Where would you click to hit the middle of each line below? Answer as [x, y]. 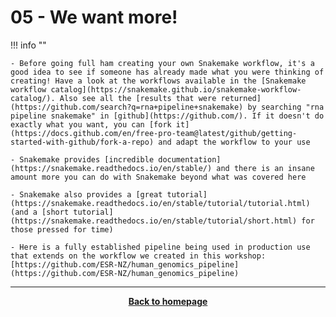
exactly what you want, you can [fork [91, 124]
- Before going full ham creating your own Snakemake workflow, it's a [162, 63]
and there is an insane [265, 168]
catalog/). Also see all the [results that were [113, 98]
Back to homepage [168, 301]
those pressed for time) [62, 229]
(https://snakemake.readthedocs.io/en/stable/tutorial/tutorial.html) [160, 203]
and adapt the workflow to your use [234, 142]
